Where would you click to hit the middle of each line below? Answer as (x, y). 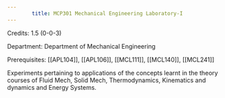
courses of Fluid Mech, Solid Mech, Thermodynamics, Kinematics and (107, 80)
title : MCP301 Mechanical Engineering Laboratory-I (108, 13)
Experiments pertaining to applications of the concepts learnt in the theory (112, 73)
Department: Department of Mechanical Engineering (82, 46)
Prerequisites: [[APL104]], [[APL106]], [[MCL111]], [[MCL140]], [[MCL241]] (111, 60)
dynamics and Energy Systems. (52, 87)
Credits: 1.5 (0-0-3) (34, 33)
